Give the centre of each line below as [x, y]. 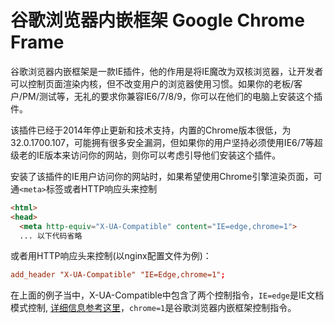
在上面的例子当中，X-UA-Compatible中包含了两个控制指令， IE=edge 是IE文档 [167, 295]
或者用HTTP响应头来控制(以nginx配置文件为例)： [111, 256]
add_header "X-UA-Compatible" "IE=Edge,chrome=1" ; [118, 275]
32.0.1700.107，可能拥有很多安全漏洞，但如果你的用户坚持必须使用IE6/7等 [162, 142]
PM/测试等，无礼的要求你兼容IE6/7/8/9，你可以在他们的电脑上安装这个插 [172, 96]
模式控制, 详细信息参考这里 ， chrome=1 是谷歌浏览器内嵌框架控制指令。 [153, 308]
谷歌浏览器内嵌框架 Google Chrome [157, 20]
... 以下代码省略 [51, 236]
